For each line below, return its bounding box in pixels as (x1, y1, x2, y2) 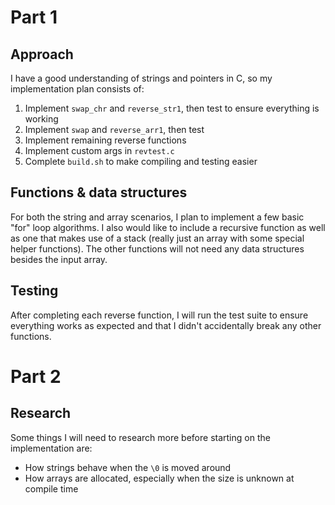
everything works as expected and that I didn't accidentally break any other (10, 319, 322, 331)
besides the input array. (10, 253, 108, 265)
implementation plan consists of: (10, 83, 145, 95)
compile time (24, 482, 79, 495)
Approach (10, 46, 74, 63)
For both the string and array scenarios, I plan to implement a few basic (10, 211, 305, 223)
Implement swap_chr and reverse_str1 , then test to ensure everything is (24, 102, 320, 114)
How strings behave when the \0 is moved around (24, 461, 232, 473)
